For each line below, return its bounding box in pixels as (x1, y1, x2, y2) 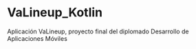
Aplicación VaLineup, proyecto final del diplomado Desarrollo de (7, 27, 189, 35)
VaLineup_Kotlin (7, 5, 103, 20)
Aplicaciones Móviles (7, 34, 67, 42)
